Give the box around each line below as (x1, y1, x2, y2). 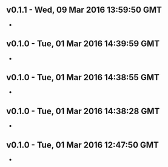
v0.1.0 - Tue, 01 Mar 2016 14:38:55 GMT (6, 72, 160, 83)
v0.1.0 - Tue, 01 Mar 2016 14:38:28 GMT (6, 106, 160, 116)
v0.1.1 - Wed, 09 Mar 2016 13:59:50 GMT (6, 5, 163, 15)
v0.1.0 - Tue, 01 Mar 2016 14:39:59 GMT (6, 39, 160, 49)
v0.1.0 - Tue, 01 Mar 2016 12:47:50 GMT (6, 140, 160, 150)
